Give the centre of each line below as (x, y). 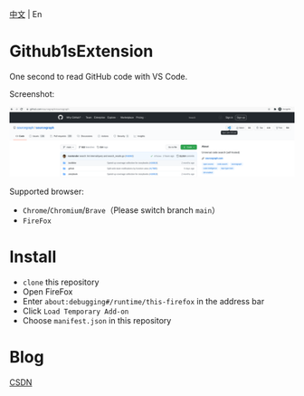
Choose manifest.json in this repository (97, 320)
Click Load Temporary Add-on (76, 311)
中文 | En (26, 14)
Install (33, 257)
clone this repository (61, 282)
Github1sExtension (81, 51)
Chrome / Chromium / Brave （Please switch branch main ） (121, 210)
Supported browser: (47, 191)
